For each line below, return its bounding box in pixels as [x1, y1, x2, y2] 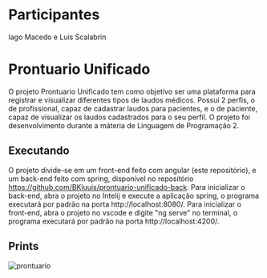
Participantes [8, 6, 100, 24]
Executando [8, 144, 70, 158]
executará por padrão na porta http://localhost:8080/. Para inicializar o [8, 199, 242, 209]
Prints [8, 240, 39, 253]
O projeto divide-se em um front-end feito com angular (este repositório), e [8, 165, 257, 175]
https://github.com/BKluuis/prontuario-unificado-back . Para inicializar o [8, 182, 246, 191]
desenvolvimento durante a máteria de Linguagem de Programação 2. [8, 120, 240, 130]
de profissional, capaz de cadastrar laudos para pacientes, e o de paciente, [8, 103, 258, 113]
